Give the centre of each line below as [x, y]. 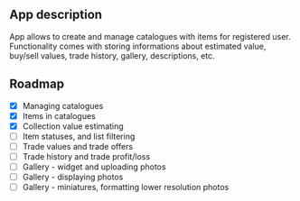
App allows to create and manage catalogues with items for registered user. [150, 36]
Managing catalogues [63, 105]
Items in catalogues [59, 115]
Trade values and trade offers [78, 146]
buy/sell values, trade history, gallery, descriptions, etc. [112, 55]
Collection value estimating [73, 126]
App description [56, 15]
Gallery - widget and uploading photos [94, 167]
